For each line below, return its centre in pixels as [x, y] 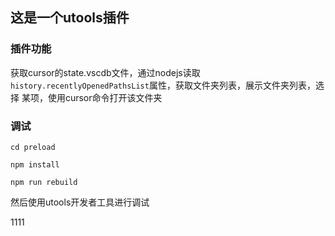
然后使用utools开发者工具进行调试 [80, 202]
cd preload [33, 147]
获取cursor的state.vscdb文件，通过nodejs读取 [105, 72]
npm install [35, 164]
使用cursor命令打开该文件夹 [105, 97]
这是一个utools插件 [70, 18]
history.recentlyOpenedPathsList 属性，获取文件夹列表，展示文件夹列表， [163, 85]
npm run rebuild [44, 182]
